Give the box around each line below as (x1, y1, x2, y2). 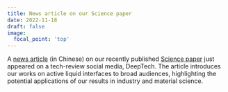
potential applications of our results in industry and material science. (7, 77, 204, 85)
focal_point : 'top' (13, 36, 70, 43)
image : (7, 29, 26, 37)
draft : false (7, 23, 45, 30)
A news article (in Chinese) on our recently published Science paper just (7, 55, 215, 63)
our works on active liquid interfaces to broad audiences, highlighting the (7, 70, 217, 78)
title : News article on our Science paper (7, 10, 132, 17)
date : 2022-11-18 (7, 17, 58, 24)
